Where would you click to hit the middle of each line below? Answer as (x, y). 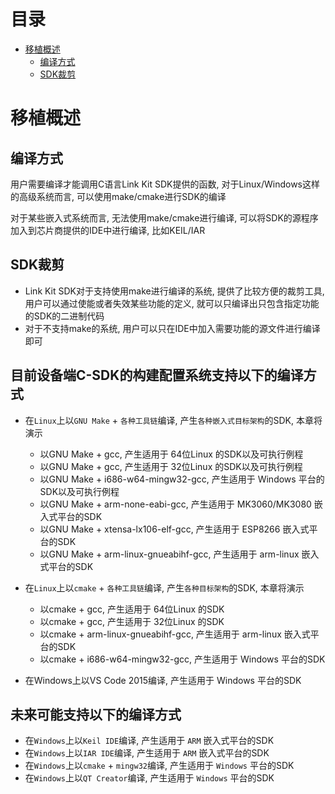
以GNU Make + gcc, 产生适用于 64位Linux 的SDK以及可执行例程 (171, 454)
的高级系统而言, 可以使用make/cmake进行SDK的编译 (118, 196)
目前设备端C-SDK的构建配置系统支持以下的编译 (157, 375)
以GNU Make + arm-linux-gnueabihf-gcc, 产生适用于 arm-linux (169, 554)
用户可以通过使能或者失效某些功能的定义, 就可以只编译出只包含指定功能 (172, 303)
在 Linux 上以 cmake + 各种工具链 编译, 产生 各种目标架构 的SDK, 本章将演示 (164, 587)
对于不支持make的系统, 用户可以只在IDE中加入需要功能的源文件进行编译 (172, 328)
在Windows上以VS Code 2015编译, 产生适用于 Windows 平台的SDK (163, 680)
